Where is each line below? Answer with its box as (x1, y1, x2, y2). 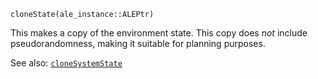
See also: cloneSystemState (10, 57, 123, 69)
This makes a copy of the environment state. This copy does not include (10, 27, 308, 39)
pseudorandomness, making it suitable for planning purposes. (10, 38, 266, 49)
